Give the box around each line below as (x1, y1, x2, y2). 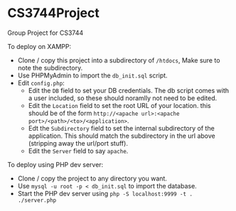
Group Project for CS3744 (7, 28, 84, 37)
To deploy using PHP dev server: (7, 160, 104, 168)
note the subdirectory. (17, 63, 83, 72)
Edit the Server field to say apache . (28, 146, 129, 155)
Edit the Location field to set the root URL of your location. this (28, 101, 211, 109)
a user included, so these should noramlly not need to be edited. (28, 94, 218, 102)
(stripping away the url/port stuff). (28, 139, 128, 147)
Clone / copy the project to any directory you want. (17, 174, 167, 183)
